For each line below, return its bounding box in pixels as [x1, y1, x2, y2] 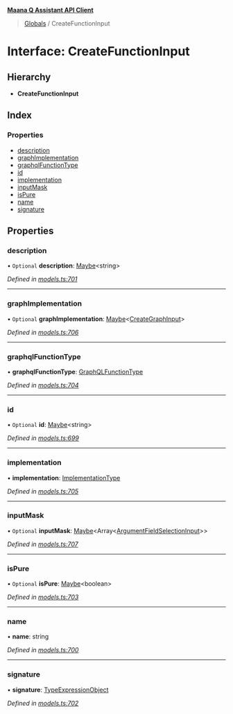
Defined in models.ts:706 [7, 328, 79, 336]
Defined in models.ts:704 [7, 381, 79, 389]
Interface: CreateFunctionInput [7, 44, 191, 60]
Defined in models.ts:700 [7, 646, 79, 654]
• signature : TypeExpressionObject [7, 686, 109, 694]
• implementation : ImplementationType [7, 473, 121, 482]
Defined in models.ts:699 [7, 434, 80, 442]
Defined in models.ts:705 [7, 487, 79, 495]
